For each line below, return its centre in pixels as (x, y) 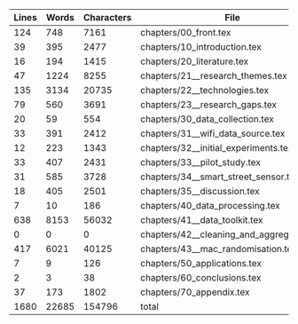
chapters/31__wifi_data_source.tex (213, 134)
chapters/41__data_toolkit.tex (202, 220)
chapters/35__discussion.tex (200, 191)
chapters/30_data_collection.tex (208, 119)
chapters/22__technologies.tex (204, 90)
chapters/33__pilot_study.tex (201, 162)
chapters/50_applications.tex (201, 263)
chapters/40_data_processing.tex (211, 205)
